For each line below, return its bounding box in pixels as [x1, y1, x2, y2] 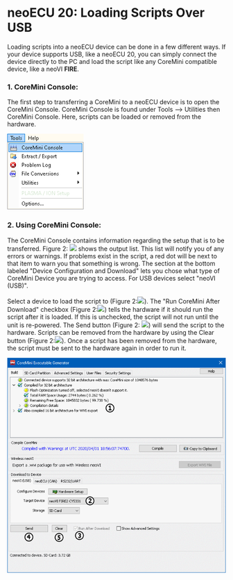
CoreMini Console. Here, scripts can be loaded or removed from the [7, 113, 202, 121]
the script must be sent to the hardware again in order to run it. [7, 344, 187, 352]
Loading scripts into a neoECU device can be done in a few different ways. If [7, 42, 226, 51]
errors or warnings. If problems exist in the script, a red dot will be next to [7, 251, 217, 260]
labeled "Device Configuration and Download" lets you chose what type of [7, 266, 221, 275]
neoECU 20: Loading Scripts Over [7, 5, 205, 21]
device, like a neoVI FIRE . [7, 65, 80, 73]
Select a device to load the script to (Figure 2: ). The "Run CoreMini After [7, 297, 221, 305]
